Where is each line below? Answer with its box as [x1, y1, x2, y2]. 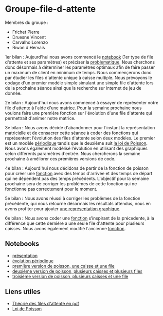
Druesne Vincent [12, 34, 46, 40]
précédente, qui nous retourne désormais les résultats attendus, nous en [5, 200, 151, 206]
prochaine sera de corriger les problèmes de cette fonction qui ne [5, 180, 137, 186]
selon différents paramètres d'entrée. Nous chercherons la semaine [5, 150, 141, 157]
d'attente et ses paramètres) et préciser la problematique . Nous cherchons [5, 59, 155, 65]
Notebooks [5, 240, 39, 248]
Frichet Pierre [12, 29, 40, 35]
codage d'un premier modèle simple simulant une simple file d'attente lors [5, 79, 154, 86]
